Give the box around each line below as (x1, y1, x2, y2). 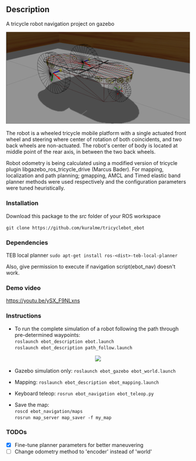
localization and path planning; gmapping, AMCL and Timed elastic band (6, 172, 181, 179)
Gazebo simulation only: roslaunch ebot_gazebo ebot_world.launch (14, 367, 176, 374)
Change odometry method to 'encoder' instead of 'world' (14, 448, 152, 455)
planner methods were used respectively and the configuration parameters (6, 178, 187, 185)
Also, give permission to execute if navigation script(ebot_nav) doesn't (6, 263, 176, 270)
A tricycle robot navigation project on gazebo (6, 20, 115, 27)
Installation (6, 199, 39, 207)
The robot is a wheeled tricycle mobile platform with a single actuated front (6, 130, 187, 137)
